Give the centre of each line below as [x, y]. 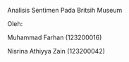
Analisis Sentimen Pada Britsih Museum [65, 10]
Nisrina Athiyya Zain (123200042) [56, 51]
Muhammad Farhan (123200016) [55, 37]
